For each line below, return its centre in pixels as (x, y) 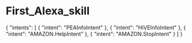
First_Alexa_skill (48, 11)
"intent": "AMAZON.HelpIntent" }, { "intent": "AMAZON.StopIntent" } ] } (94, 33)
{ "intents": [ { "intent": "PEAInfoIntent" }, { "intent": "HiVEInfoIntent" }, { (96, 27)
